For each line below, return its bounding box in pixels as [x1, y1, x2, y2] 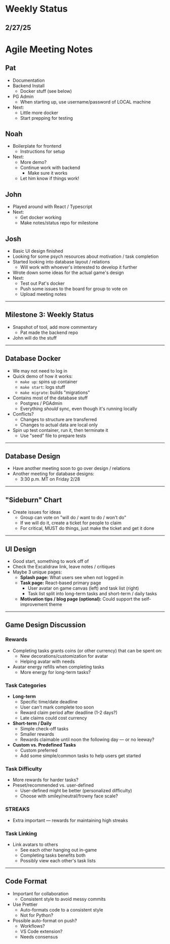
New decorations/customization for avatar [20, 653, 108, 659]
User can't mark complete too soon [20, 704, 94, 711]
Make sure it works [27, 170, 68, 176]
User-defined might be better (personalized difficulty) [20, 788, 133, 794]
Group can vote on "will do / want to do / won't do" [20, 515, 126, 521]
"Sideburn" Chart [5, 495, 62, 504]
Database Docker [5, 354, 61, 363]
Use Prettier [12, 901, 38, 907]
